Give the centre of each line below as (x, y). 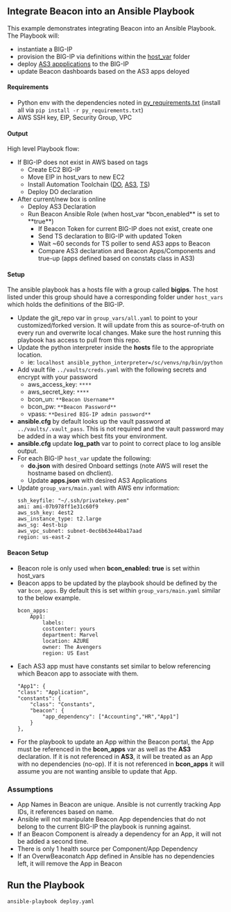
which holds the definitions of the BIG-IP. (66, 305)
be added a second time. (53, 841)
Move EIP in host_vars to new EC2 (76, 177)
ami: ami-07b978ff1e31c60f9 (58, 507)
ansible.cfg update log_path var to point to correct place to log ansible (119, 444)
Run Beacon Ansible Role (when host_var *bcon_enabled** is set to (123, 214)
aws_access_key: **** (60, 385)
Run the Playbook (46, 885)
